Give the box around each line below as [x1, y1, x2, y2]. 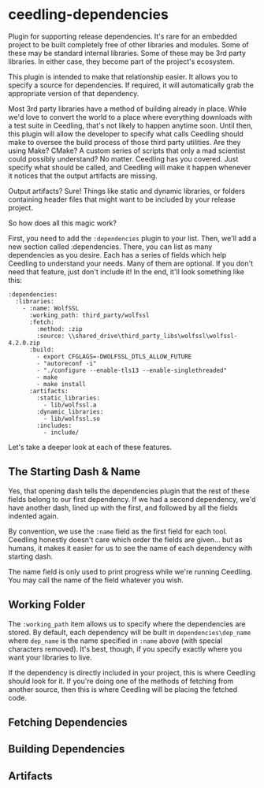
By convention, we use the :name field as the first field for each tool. [8, 526, 228, 536]
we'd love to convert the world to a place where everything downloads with [8, 112, 253, 121]
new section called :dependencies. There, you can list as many [8, 242, 213, 251]
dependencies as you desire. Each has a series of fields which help [8, 250, 227, 259]
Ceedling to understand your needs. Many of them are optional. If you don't [8, 258, 254, 268]
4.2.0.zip [8, 339, 41, 347]
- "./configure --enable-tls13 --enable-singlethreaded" [36, 366, 227, 374]
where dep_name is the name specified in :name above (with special [8, 636, 223, 645]
